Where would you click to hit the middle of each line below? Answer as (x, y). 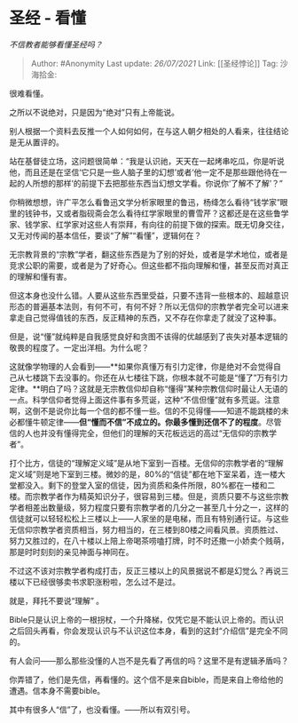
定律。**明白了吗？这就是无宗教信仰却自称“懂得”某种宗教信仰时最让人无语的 (149, 388)
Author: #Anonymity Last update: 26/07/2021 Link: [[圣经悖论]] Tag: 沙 (159, 63)
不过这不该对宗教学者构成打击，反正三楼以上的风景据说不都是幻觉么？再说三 (149, 570)
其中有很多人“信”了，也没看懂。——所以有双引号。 (102, 709)
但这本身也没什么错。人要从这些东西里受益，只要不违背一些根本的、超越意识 (149, 295)
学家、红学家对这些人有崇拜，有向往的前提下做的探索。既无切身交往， (161, 224)
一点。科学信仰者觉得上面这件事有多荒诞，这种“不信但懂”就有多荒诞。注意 (145, 400)
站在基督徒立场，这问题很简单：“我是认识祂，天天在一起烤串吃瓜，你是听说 (147, 161)
